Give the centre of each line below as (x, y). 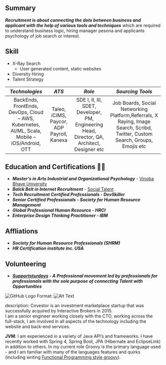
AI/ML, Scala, (26, 131)
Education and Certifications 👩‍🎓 (55, 167)
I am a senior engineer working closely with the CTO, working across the (79, 316)
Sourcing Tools (134, 91)
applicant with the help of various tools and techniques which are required (83, 25)
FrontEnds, (26, 106)
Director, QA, (89, 137)
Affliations (22, 231)
